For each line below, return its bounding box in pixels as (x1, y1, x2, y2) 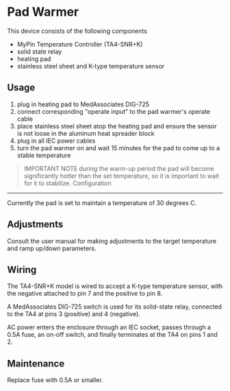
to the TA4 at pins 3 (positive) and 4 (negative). (7, 310, 140, 318)
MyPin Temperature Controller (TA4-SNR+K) (16, 40, 143, 48)
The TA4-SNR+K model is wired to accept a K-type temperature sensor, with (7, 282, 223, 290)
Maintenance (7, 357, 65, 369)
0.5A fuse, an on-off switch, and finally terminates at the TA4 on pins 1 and (7, 331, 218, 339)
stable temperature (16, 151, 71, 159)
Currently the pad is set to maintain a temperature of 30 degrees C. (7, 198, 197, 206)
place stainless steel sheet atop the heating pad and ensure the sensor (16, 121, 217, 130)
